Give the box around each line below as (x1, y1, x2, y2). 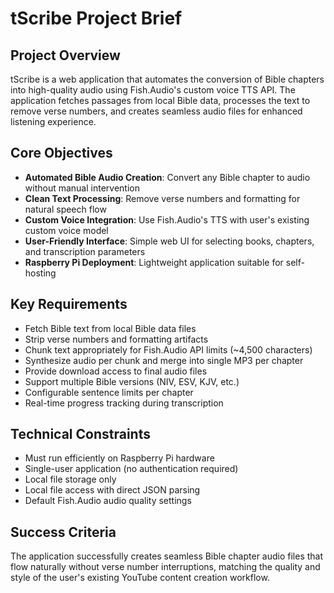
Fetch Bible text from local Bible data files (24, 322, 197, 334)
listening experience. (10, 116, 97, 127)
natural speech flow (24, 203, 107, 215)
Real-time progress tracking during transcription (24, 397, 224, 409)
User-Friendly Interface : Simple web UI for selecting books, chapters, (24, 235, 315, 247)
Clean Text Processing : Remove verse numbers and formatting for (24, 192, 301, 204)
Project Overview (10, 47, 121, 64)
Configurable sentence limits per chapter (24, 386, 194, 398)
